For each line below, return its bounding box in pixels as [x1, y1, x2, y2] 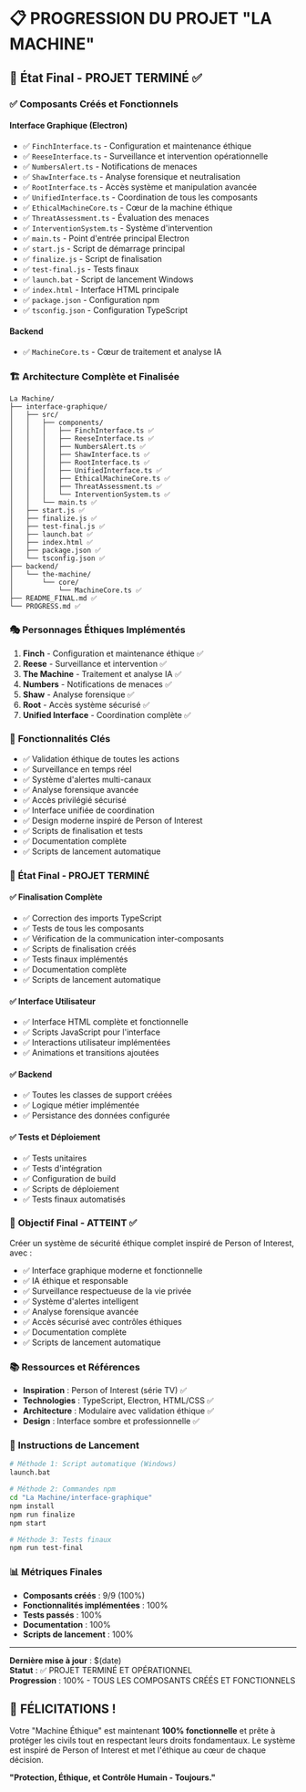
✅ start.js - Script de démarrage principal [22, 243, 185, 254]
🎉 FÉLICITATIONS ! [9, 1701, 117, 1716]
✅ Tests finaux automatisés [22, 1193, 126, 1204]
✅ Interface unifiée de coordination [22, 805, 155, 816]
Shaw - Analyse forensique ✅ [22, 689, 135, 700]
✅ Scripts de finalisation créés [22, 943, 137, 954]
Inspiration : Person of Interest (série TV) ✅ [22, 1385, 188, 1396]
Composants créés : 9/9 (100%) [22, 1589, 146, 1600]
